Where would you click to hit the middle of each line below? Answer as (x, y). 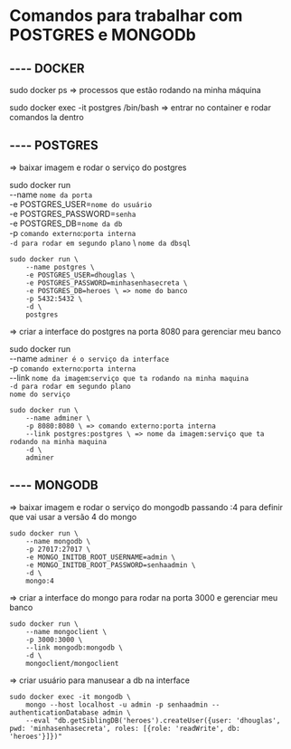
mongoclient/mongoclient (72, 663)
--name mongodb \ (58, 541)
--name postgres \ (60, 267)
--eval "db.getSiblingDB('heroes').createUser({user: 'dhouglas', (153, 720)
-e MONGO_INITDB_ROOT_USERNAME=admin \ (101, 557)
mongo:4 (40, 581)
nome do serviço (40, 394)
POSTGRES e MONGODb (103, 35)
